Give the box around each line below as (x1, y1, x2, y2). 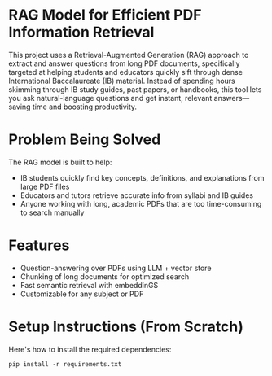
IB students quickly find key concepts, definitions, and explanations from (20, 173, 265, 182)
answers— (213, 93, 250, 103)
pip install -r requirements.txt (8, 360, 122, 368)
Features (8, 236, 70, 255)
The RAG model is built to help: (8, 157, 112, 167)
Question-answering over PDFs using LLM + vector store (20, 263, 212, 273)
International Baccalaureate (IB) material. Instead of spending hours (8, 76, 236, 85)
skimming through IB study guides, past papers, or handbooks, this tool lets (8, 84, 262, 94)
